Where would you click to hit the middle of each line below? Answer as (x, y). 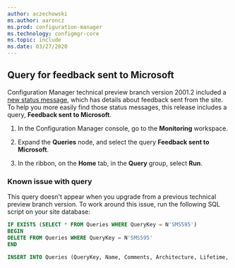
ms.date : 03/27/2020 (38, 47)
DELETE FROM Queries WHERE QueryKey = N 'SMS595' (80, 238)
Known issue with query (50, 181)
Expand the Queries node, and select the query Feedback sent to (113, 142)
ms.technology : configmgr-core (53, 33)
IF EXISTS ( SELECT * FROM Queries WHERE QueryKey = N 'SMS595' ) (102, 225)
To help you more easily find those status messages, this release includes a (117, 107)
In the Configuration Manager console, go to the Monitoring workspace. (122, 128)
